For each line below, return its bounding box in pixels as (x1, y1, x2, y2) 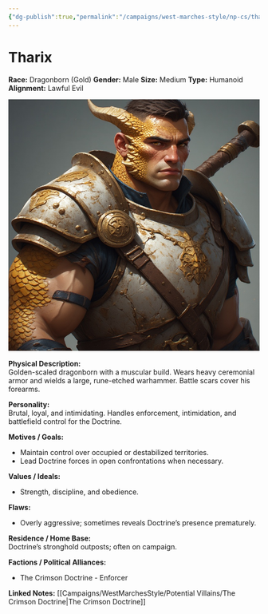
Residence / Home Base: (8, 533, 92, 543)
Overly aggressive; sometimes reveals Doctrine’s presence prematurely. (19, 517, 257, 527)
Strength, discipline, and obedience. (19, 487, 140, 497)
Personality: (8, 399, 50, 409)
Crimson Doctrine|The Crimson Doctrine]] (8, 596, 146, 606)
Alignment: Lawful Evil (8, 83, 84, 93)
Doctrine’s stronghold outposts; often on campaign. (8, 541, 177, 551)
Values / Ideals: (8, 471, 61, 481)
